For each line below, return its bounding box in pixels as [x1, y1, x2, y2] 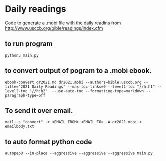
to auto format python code [5, 137, 92, 146]
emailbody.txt [5, 124, 35, 129]
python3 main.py [5, 53, 39, 58]
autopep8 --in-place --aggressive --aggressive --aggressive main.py [5, 151, 153, 156]
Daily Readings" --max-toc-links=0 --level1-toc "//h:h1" [31, 84, 155, 89]
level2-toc [5, 88, 28, 93]
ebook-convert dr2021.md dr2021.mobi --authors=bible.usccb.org [5, 80, 142, 85]
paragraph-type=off [5, 93, 46, 98]
